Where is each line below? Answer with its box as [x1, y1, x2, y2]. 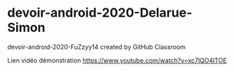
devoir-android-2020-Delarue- [7, 5, 193, 21]
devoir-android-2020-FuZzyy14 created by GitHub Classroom [7, 42, 186, 51]
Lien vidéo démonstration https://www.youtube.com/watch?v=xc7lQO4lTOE [7, 56, 227, 64]
